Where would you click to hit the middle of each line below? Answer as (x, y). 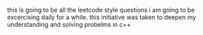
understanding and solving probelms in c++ (69, 24)
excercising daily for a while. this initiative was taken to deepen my (101, 17)
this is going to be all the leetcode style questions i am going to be (101, 10)
